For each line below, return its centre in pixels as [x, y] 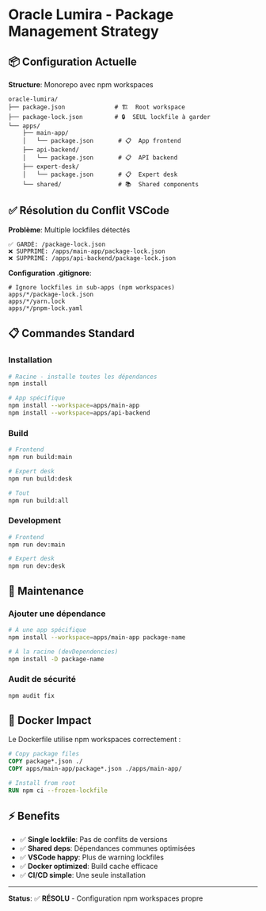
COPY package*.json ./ [46, 762]
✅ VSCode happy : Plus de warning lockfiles [92, 857]
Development [35, 521]
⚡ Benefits [34, 816]
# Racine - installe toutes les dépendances [83, 377]
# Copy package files [44, 754]
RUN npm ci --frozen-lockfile [58, 790]
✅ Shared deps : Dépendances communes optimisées [107, 848]
